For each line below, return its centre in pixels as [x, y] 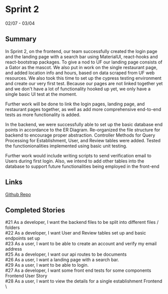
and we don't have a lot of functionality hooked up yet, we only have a [78, 89]
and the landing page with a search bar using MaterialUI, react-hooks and [82, 56]
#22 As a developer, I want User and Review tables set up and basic [76, 233]
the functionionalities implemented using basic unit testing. [66, 146]
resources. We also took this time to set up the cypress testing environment [83, 78]
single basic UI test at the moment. [41, 94]
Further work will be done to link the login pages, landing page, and [75, 104]
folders [13, 227]
